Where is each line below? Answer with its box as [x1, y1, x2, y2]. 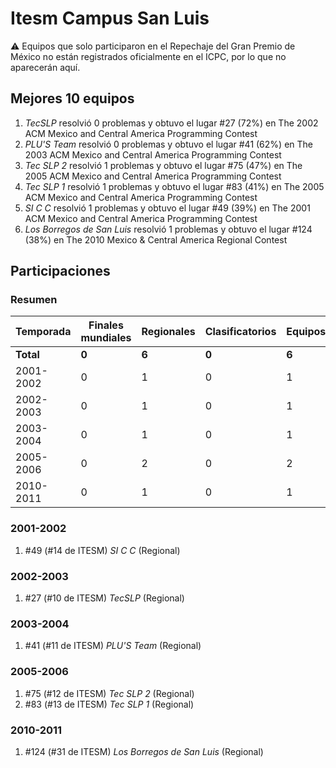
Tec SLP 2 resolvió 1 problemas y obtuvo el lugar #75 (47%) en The [24, 159, 303, 171]
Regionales [141, 325, 196, 339]
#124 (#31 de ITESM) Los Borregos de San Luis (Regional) [24, 745, 264, 757]
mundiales [80, 331, 132, 345]
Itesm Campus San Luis [10, 7, 210, 30]
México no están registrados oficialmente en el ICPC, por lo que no [10, 50, 287, 62]
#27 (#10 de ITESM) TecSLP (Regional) [24, 592, 185, 604]
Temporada [15, 325, 72, 339]
